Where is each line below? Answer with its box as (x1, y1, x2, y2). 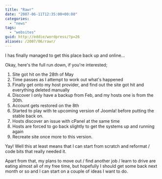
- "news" (9, 21, 27, 26)
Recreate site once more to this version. (12, 134, 93, 139)
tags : (5, 25, 16, 30)
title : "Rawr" (5, 7, 34, 12)
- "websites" (9, 30, 36, 35)
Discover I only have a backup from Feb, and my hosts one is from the (12, 92, 154, 98)
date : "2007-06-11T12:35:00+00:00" (5, 12, 78, 17)
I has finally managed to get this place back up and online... (5, 52, 125, 58)
